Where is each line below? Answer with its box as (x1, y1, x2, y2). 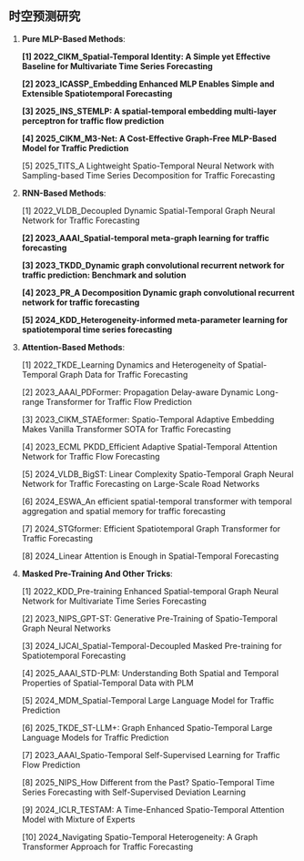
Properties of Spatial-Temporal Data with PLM (21, 677, 194, 688)
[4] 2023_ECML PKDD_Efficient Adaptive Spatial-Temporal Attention (21, 441, 279, 452)
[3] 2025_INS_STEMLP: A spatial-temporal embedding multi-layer (21, 106, 277, 116)
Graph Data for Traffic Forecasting (59, 369, 188, 380)
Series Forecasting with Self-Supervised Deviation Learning (21, 786, 247, 797)
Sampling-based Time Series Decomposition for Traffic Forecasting (21, 169, 276, 180)
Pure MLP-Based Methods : (21, 33, 127, 44)
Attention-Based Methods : (21, 341, 125, 352)
